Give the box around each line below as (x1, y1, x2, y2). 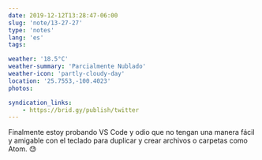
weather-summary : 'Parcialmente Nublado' (8, 62, 147, 71)
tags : (8, 41, 26, 49)
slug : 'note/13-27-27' (8, 19, 83, 27)
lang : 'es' (8, 33, 44, 42)
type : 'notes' (8, 26, 55, 34)
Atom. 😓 (8, 144, 37, 154)
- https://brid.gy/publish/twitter (22, 106, 140, 114)
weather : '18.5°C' (8, 55, 69, 63)
